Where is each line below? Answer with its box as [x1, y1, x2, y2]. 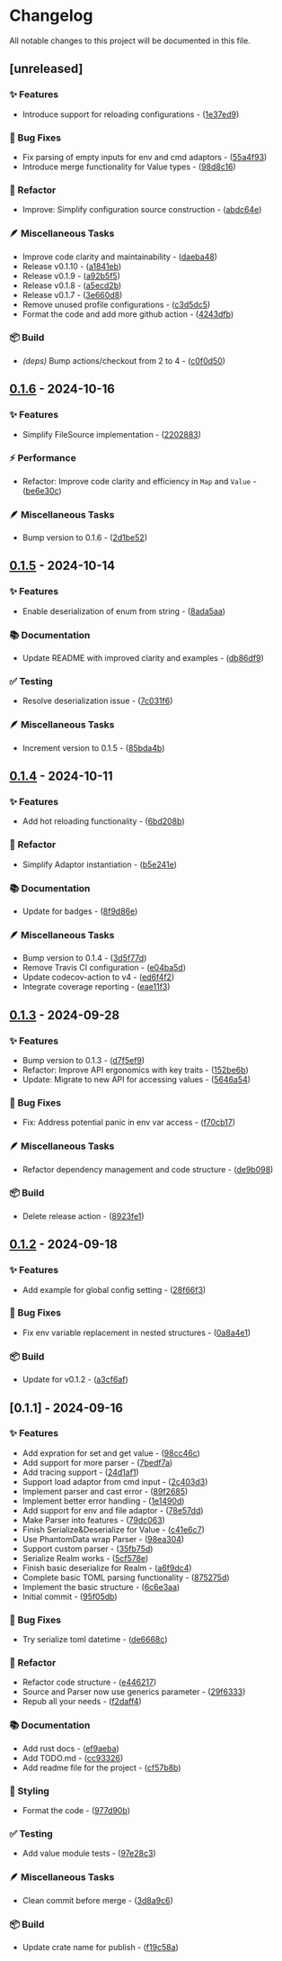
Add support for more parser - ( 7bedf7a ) [22, 1457, 173, 1468]
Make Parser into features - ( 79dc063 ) [22, 1514, 166, 1525]
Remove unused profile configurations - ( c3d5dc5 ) [22, 299, 211, 310]
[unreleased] [9, 61, 84, 77]
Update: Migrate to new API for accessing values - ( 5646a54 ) [22, 1073, 251, 1085]
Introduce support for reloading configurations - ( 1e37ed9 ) [22, 109, 240, 120]
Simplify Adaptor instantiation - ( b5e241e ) [22, 859, 178, 870]
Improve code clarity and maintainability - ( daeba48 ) [22, 251, 218, 262]
